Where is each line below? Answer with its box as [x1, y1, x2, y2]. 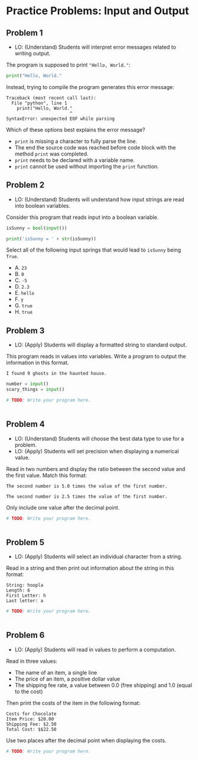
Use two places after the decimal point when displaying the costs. [6, 737, 167, 744]
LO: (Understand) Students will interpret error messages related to [14, 43, 176, 50]
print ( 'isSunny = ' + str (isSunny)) [6, 236, 96, 241]
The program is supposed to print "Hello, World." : [6, 61, 131, 68]
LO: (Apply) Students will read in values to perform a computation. [14, 645, 176, 653]
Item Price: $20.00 [6, 716, 54, 722]
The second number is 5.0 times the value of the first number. [6, 483, 168, 489]
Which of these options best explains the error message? [6, 126, 145, 133]
